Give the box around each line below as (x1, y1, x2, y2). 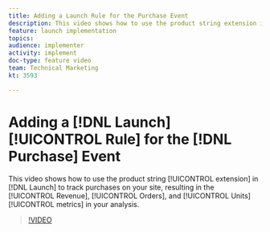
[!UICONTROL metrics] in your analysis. (8, 199, 140, 209)
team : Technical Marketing (8, 64, 99, 72)
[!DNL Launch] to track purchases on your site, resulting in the (8, 182, 215, 192)
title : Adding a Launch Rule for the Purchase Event (8, 11, 189, 20)
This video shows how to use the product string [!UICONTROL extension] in (8, 173, 259, 183)
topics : (8, 34, 35, 43)
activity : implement (8, 49, 78, 57)
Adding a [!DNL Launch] (8, 113, 171, 131)
